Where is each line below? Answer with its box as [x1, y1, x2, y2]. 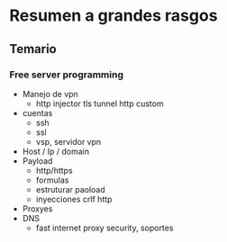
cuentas [22, 107, 53, 118]
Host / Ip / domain [22, 146, 90, 157]
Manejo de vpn [22, 88, 78, 99]
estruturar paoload [35, 184, 105, 194]
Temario [9, 41, 57, 57]
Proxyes [22, 203, 53, 214]
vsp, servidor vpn [35, 136, 102, 147]
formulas [35, 175, 69, 185]
